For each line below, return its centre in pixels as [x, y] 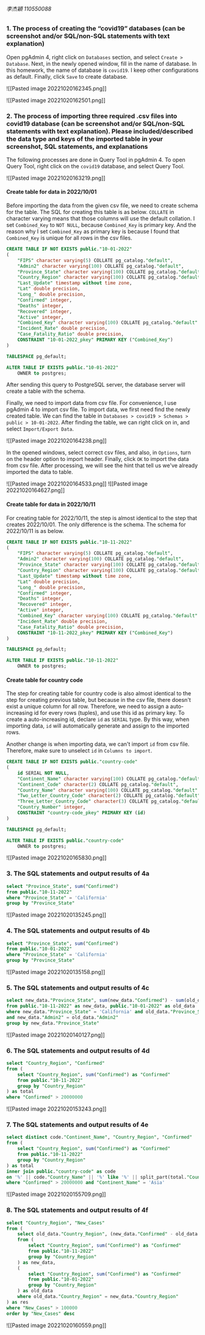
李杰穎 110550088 [29, 9]
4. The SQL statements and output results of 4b [78, 931]
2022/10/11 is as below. [35, 531]
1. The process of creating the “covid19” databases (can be [96, 29]
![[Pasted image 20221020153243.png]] [56, 1109]
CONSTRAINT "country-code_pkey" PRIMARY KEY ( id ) [82, 813]
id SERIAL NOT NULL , [43, 773]
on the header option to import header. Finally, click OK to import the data [98, 459]
